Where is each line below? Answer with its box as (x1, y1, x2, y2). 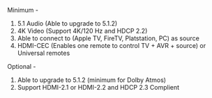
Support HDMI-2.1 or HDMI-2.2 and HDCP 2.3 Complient (17, 83, 180, 91)
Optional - (7, 63, 36, 70)
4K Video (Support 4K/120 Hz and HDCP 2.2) (17, 27, 148, 35)
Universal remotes (17, 49, 70, 57)
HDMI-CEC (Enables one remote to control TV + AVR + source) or (17, 42, 206, 49)
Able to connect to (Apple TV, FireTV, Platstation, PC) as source (17, 34, 200, 42)
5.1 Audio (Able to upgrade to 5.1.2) (17, 19, 118, 27)
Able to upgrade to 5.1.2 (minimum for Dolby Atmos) (17, 76, 166, 84)
